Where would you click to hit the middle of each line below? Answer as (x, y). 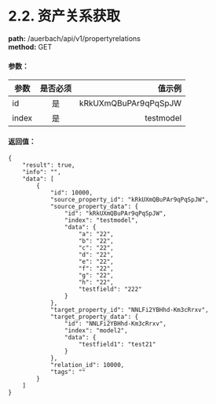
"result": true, (49, 165)
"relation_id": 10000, (87, 365)
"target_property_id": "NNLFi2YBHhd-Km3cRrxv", (130, 310)
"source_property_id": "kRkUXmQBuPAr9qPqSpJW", (130, 200)
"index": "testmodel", (101, 221)
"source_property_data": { (94, 207)
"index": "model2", (96, 331)
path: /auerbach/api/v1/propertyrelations (75, 38)
